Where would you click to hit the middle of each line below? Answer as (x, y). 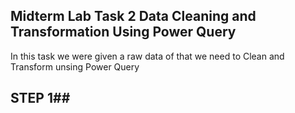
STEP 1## (40, 98)
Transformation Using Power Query (123, 32)
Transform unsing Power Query (75, 66)
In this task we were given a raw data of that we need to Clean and (147, 56)
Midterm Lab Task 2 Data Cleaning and (133, 16)
